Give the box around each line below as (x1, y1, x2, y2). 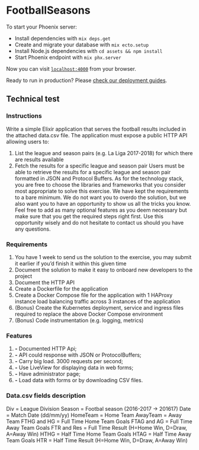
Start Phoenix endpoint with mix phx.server (14, 54, 121, 61)
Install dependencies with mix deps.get (14, 34, 111, 42)
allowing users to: (6, 138, 49, 145)
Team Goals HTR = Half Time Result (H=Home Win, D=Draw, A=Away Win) (6, 436, 188, 443)
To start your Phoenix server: (6, 23, 77, 30)
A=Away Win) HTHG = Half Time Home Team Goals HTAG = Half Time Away (6, 430, 191, 438)
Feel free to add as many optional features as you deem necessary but (14, 206, 188, 213)
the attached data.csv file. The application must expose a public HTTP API (6, 131, 188, 139)
